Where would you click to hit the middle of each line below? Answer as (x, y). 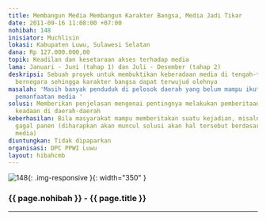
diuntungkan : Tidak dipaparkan (60, 140)
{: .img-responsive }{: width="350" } (87, 178)
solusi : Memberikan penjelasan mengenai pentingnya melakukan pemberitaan (134, 104)
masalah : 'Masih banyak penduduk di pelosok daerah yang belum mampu (125, 89)
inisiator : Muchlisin (44, 38)
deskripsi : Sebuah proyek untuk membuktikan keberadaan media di (118, 74)
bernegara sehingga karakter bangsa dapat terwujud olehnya (116, 82)
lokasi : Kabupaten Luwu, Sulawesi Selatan (79, 45)
